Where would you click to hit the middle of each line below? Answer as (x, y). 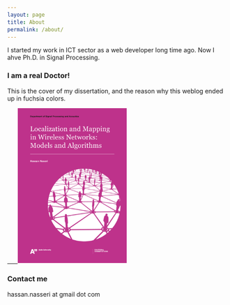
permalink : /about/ (36, 29)
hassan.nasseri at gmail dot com (54, 294)
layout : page (26, 15)
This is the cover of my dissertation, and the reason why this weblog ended (115, 91)
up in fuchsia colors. (37, 98)
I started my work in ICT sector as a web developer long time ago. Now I (111, 50)
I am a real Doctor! (39, 75)
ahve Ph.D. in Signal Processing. (53, 58)
